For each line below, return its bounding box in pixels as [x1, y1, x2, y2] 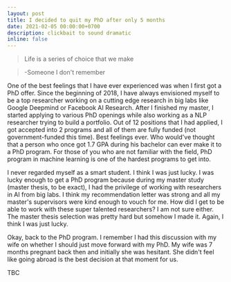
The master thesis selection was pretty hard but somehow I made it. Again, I [7, 212, 224, 221]
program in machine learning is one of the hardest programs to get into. [7, 155, 211, 163]
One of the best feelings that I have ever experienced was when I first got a [7, 82, 222, 90]
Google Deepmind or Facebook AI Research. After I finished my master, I [7, 104, 214, 112]
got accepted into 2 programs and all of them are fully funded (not [7, 126, 196, 134]
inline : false [7, 36, 48, 43]
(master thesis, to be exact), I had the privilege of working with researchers [7, 183, 222, 191]
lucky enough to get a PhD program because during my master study [7, 176, 204, 184]
